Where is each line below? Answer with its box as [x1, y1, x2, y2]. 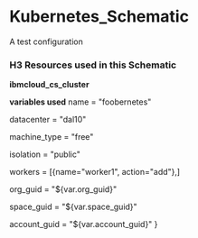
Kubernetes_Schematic [9, 6, 190, 27]
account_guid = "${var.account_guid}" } [9, 219, 158, 230]
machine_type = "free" [9, 132, 94, 142]
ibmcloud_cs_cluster [9, 79, 90, 90]
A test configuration [9, 36, 83, 47]
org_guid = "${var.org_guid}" [9, 184, 118, 195]
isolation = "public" [9, 149, 81, 160]
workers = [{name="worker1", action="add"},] [9, 167, 181, 178]
